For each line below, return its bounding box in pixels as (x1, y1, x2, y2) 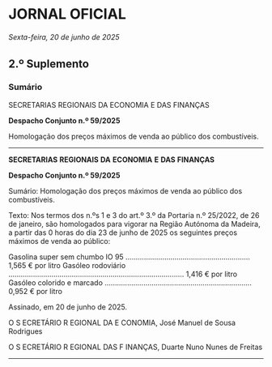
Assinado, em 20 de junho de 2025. (8, 301, 128, 312)
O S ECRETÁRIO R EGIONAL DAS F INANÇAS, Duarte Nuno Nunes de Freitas (8, 342, 263, 352)
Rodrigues (8, 326, 43, 336)
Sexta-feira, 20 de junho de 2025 (8, 32, 120, 41)
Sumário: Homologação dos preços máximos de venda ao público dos (8, 186, 243, 195)
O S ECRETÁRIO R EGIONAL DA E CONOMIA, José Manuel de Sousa (8, 318, 236, 327)
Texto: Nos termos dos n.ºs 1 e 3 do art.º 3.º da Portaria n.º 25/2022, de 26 (8, 210, 260, 220)
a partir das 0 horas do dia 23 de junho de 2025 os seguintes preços (8, 228, 237, 237)
